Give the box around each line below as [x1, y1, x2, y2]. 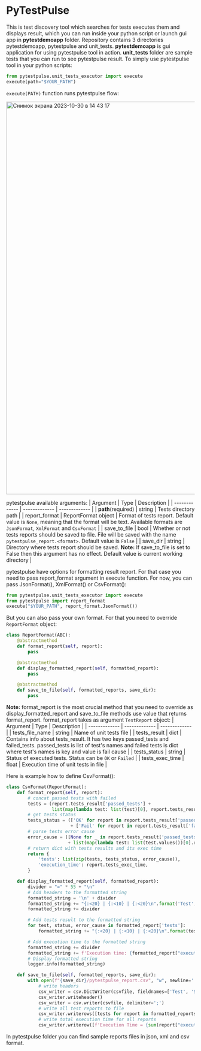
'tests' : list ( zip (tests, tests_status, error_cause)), [38, 856, 181, 862]
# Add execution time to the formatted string [28, 938, 146, 945]
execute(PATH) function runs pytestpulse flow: [6, 89, 120, 96]
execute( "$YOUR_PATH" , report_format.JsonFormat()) [6, 603, 138, 610]
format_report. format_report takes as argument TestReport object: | [6, 716, 174, 723]
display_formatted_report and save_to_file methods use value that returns [6, 710, 187, 717]
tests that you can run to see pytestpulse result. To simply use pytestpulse [6, 55, 190, 62]
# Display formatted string [28, 956, 98, 962]
